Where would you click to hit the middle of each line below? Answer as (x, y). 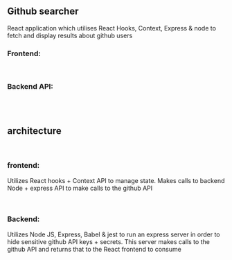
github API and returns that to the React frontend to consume (94, 249)
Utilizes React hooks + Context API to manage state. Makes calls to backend (116, 180)
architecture (35, 131)
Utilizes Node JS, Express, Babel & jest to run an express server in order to (114, 234)
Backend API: (30, 87)
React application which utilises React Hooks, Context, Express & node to (112, 28)
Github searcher (43, 11)
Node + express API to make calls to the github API (80, 188)
